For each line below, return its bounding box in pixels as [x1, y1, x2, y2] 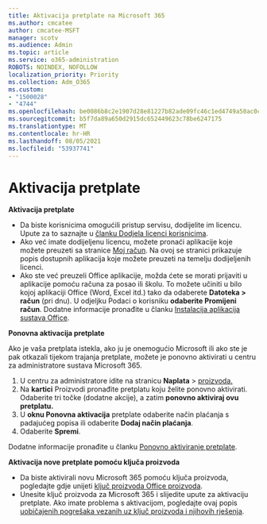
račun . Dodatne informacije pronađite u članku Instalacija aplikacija [19, 305, 241, 314]
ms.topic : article [8, 48, 69, 56]
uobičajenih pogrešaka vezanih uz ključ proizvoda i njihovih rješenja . [19, 507, 245, 516]
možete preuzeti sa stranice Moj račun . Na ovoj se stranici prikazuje [19, 245, 242, 255]
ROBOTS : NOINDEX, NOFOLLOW [8, 64, 98, 71]
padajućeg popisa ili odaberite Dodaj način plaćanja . [19, 418, 193, 428]
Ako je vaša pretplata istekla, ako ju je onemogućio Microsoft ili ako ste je [8, 344, 248, 353]
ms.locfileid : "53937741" [8, 144, 94, 152]
